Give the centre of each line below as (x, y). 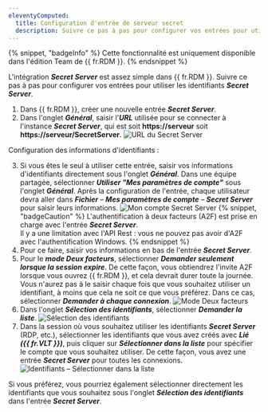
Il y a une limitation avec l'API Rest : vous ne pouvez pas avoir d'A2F (131, 233)
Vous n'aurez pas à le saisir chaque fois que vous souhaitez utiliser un (135, 284)
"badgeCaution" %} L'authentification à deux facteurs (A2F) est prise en (138, 217)
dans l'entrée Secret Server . (55, 401)
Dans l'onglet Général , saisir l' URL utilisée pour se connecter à (123, 118)
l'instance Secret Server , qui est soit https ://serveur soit (114, 126)
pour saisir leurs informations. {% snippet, (138, 208)
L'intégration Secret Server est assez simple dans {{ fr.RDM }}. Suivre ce (128, 77)
